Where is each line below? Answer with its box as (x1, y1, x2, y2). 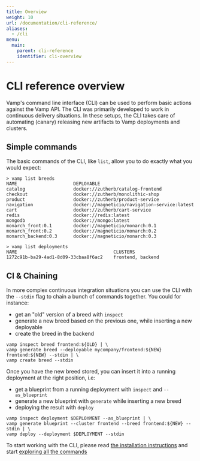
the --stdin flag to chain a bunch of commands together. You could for (6, 293, 181, 300)
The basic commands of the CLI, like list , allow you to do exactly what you (6, 158, 193, 165)
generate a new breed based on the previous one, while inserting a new (14, 317, 192, 324)
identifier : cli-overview (17, 53, 82, 59)
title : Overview (6, 8, 47, 15)
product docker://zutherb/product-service (6, 197, 160, 203)
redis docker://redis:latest (6, 212, 130, 219)
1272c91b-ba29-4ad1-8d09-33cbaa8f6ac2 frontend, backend (6, 254, 160, 261)
